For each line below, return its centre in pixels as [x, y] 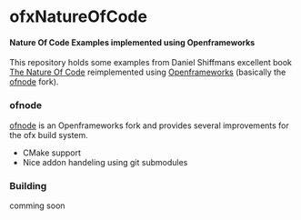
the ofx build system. [49, 135]
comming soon [37, 205]
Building [28, 185]
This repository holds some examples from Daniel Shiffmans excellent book [151, 63]
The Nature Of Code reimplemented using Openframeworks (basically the [148, 72]
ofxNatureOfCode [79, 17]
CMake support [52, 153]
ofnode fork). [34, 82]
